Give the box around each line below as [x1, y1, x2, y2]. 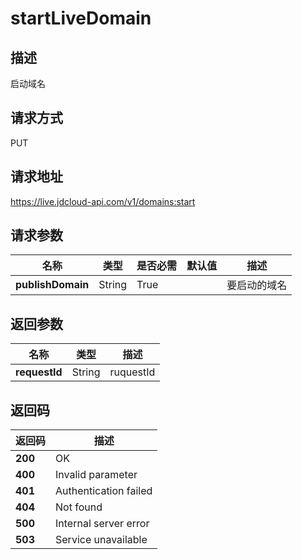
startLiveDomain [10, 7, 152, 30]
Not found [55, 500, 103, 514]
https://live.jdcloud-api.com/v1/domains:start [10, 195, 196, 207]
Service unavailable [55, 533, 148, 547]
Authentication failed [55, 484, 153, 498]
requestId [15, 365, 63, 379]
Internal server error [55, 517, 150, 531]
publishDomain [15, 278, 90, 292]
